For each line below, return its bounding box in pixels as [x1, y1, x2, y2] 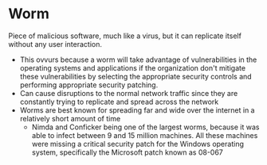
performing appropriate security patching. [19, 80, 159, 90]
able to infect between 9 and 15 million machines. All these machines [31, 130, 258, 140]
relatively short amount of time [19, 113, 121, 123]
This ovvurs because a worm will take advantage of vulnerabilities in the [19, 55, 257, 64]
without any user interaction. [8, 39, 102, 48]
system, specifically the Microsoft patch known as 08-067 [31, 148, 223, 157]
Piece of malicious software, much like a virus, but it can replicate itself [8, 31, 241, 40]
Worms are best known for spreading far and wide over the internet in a [19, 105, 255, 115]
